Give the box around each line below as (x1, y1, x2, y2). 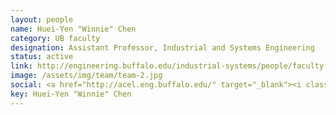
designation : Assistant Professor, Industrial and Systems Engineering (10, 42, 315, 53)
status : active (10, 52, 74, 62)
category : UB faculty (10, 33, 101, 43)
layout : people (10, 14, 74, 25)
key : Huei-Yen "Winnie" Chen (10, 89, 132, 99)
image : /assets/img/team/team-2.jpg (10, 71, 163, 81)
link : (10, 61, 33, 71)
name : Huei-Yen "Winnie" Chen (10, 24, 137, 34)
